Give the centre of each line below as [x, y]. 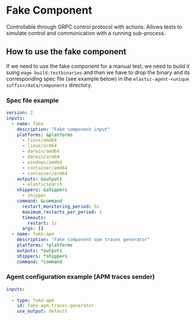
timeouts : [34, 217]
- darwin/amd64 [41, 151]
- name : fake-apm [33, 234]
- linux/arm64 [39, 146]
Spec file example [33, 100]
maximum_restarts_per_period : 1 [62, 212]
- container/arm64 [45, 173]
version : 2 [20, 113]
